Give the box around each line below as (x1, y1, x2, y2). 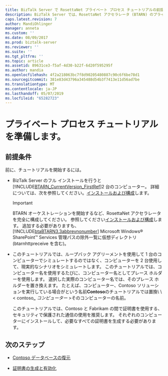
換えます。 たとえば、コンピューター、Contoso (38, 282, 136, 288)
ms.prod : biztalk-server (5, 40, 57, 45)
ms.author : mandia (5, 68, 43, 73)
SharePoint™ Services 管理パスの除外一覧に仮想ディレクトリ (12, 234, 137, 240)
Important (12, 200, 33, 206)
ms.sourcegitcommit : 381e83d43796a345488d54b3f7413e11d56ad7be (5, 77, 140, 82)
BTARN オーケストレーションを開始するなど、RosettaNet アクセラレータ (12, 210, 161, 216)
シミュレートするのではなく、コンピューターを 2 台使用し (42, 257, 162, 263)
